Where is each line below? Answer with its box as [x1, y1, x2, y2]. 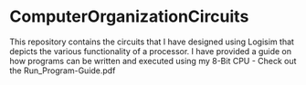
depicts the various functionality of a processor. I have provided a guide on [9, 45, 292, 56]
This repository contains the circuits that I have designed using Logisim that [9, 36, 295, 47]
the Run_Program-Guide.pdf [9, 65, 116, 76]
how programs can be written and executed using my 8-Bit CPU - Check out [9, 55, 297, 66]
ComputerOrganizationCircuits [9, 6, 249, 27]
